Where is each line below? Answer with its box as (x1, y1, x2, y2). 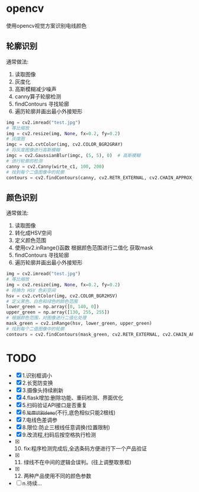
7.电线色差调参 (22, 416, 58, 423)
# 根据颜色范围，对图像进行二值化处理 (6, 315, 87, 321)
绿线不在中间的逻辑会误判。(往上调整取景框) (23, 458, 131, 465)
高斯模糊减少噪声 (14, 85, 57, 92)
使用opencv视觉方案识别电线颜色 (6, 22, 87, 29)
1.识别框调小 (22, 372, 52, 379)
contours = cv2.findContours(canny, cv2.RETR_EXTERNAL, (6, 174, 147, 181)
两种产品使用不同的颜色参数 (23, 472, 92, 479)
